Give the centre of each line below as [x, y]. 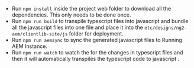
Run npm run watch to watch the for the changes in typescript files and [97, 52]
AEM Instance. [29, 46]
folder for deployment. [96, 34]
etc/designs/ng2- [166, 28]
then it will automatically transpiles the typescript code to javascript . [95, 59]
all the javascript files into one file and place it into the [77, 27]
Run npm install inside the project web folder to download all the [91, 9]
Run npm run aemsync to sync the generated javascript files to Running [97, 40]
